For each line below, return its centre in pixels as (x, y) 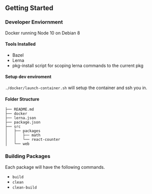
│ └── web (17, 144)
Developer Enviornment (34, 22)
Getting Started (29, 8)
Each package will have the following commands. (55, 167)
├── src (13, 127)
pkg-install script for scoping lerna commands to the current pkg (78, 65)
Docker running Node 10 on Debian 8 (43, 33)
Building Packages (28, 156)
